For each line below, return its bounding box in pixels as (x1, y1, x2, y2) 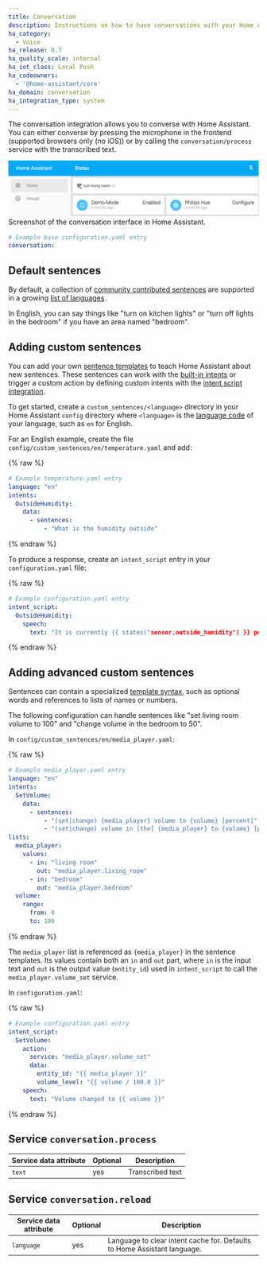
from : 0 (29, 909, 56, 917)
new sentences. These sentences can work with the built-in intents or (8, 370, 237, 379)
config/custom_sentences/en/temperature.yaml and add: (8, 442, 192, 452)
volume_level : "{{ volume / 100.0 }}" (37, 1078, 165, 1087)
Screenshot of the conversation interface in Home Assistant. (8, 217, 207, 227)
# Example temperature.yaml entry (8, 474, 123, 483)
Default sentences (8, 263, 102, 277)
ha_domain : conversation (8, 88, 91, 96)
